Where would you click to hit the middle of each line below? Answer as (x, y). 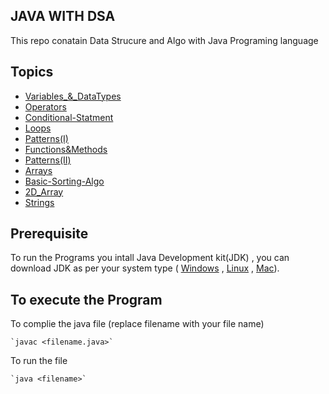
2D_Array (44, 191)
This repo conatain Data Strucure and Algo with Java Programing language (164, 40)
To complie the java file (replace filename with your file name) (137, 324)
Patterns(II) (48, 160)
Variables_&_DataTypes (73, 96)
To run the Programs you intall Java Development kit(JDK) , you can (150, 258)
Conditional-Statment (69, 117)
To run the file (39, 361)
